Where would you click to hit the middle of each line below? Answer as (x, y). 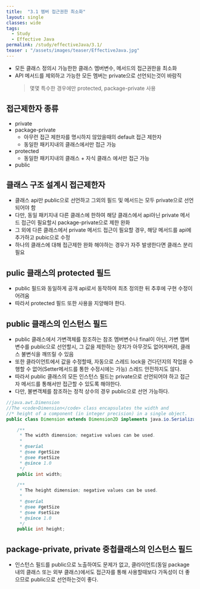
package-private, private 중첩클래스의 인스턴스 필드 (99, 549)
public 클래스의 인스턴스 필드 (57, 324)
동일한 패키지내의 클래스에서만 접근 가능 (70, 144)
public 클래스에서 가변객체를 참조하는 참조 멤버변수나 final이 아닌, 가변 (96, 339)
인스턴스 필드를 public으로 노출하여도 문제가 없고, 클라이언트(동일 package (102, 565)
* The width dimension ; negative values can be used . (87, 436)
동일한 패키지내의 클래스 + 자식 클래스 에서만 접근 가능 (87, 158)
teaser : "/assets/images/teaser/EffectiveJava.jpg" (73, 51)
